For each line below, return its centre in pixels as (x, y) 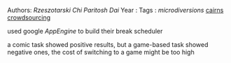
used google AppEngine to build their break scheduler (85, 31)
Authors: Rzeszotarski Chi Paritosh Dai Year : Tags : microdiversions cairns (115, 10)
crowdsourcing (29, 17)
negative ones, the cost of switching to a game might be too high (101, 52)
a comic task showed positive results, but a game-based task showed (108, 44)
